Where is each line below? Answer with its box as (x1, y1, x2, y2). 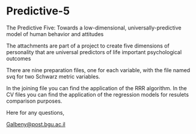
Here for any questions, (6, 109, 65, 116)
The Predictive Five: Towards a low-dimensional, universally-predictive (6, 24, 182, 31)
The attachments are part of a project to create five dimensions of (6, 42, 170, 49)
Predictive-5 (6, 4, 70, 18)
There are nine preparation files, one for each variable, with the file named (6, 66, 191, 73)
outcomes (6, 55, 31, 62)
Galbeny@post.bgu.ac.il (6, 120, 66, 127)
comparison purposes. (6, 97, 63, 105)
